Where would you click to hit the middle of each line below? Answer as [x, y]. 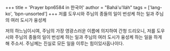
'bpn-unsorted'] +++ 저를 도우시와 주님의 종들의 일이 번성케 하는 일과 [84, 14]
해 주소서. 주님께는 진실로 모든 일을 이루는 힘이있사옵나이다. [65, 43]
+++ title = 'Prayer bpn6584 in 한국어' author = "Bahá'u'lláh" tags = [76, 7]
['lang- [155, 7]
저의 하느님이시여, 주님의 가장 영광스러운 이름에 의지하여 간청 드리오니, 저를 [80, 31]
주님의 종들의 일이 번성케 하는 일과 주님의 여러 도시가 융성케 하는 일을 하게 [88, 37]
